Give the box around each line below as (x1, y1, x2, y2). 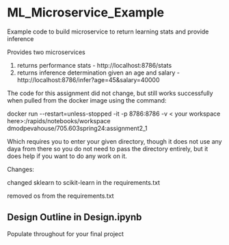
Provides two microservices (7, 48, 85, 56)
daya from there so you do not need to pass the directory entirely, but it (7, 144, 208, 153)
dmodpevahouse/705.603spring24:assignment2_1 (7, 124, 148, 132)
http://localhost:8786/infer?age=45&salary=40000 (16, 75, 160, 83)
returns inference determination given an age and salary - (16, 68, 180, 77)
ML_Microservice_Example (7, 5, 165, 21)
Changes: (7, 165, 34, 173)
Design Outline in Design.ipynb (7, 211, 142, 223)
